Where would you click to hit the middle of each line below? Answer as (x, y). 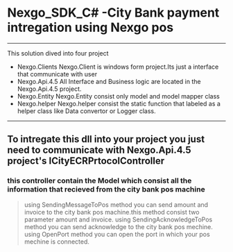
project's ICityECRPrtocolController (86, 161)
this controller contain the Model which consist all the (100, 180)
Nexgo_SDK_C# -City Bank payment (113, 13)
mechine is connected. (57, 242)
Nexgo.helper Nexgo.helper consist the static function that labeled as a (119, 103)
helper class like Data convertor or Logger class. (86, 111)
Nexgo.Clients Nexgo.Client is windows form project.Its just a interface (118, 67)
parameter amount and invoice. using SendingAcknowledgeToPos (118, 219)
